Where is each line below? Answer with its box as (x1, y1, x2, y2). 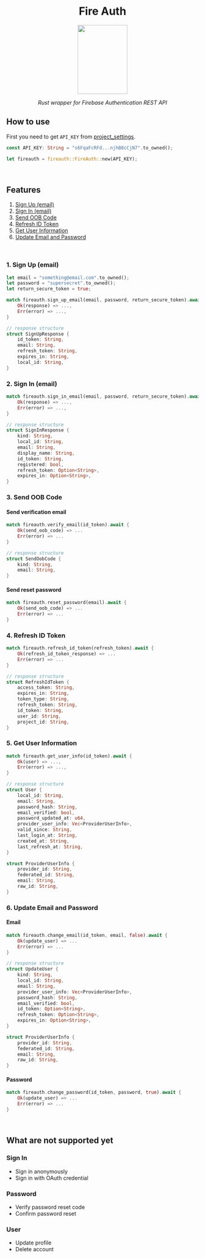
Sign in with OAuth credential (15, 1174, 88, 1181)
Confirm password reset (15, 1210, 76, 1217)
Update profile (15, 1239, 52, 1246)
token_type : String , (17, 696, 70, 702)
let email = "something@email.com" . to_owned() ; (6, 275, 130, 281)
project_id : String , (17, 719, 70, 725)
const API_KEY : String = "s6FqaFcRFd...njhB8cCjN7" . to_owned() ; (6, 145, 173, 151)
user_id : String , (17, 713, 62, 719)
